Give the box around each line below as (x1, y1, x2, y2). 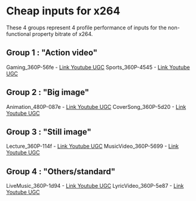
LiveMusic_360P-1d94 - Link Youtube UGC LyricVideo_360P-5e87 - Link (6, 182, 184, 190)
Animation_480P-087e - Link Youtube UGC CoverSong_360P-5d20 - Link (6, 103, 186, 110)
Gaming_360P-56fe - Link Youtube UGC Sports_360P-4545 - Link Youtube (6, 63, 190, 71)
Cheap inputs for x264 (6, 4, 121, 18)
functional (6, 30, 31, 37)
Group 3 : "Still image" (6, 127, 91, 137)
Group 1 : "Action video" (6, 48, 97, 58)
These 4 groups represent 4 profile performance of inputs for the (6, 24, 167, 31)
